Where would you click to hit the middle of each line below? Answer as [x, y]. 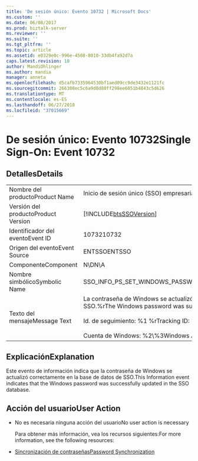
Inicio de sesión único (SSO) [123, 194]
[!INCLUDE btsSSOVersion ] [120, 214]
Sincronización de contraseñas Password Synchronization [85, 452]
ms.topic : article [29, 50]
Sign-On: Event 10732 [61, 152]
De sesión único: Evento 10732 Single [98, 140]
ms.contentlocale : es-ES [37, 99]
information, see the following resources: [65, 440]
